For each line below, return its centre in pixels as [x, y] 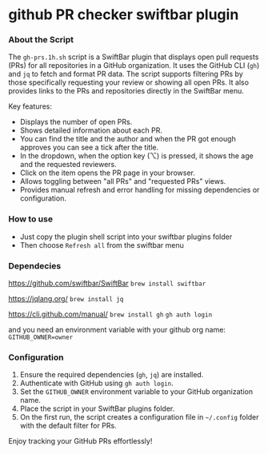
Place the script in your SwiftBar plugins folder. [97, 408]
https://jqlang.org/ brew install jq [66, 299]
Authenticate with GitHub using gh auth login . [96, 383]
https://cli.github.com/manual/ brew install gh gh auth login [110, 314]
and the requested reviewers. [68, 165]
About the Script [41, 40]
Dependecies [35, 265]
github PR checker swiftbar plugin [124, 15]
